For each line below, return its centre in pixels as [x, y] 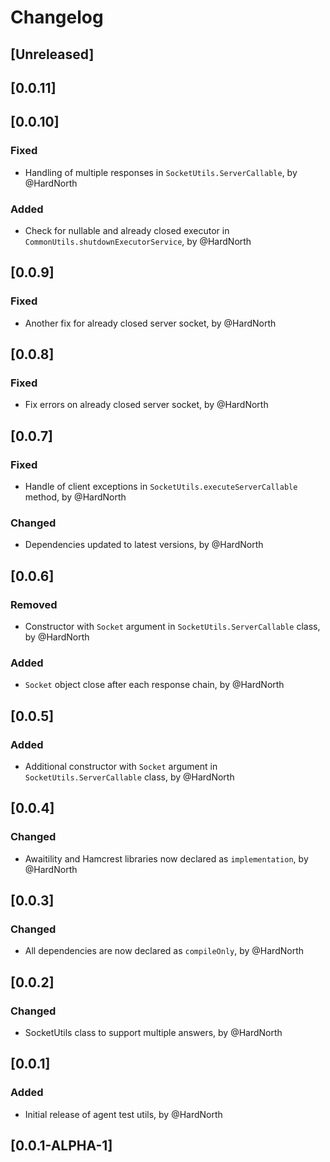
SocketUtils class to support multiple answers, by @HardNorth [153, 1033]
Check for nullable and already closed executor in [127, 230]
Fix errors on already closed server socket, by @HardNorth [146, 405]
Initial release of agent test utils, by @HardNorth [123, 1114]
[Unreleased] [52, 54]
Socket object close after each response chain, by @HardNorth [154, 685]
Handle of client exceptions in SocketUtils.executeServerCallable [161, 487]
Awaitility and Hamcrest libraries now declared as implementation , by [166, 858]
